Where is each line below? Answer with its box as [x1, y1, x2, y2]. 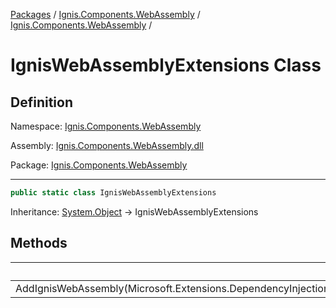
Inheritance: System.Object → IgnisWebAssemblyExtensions [10, 205, 259, 218]
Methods [10, 235, 68, 252]
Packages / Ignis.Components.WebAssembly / [10, 9, 201, 20]
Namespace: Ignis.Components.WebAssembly [10, 120, 202, 132]
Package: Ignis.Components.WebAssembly [10, 159, 188, 171]
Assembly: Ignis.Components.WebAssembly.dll [10, 140, 204, 151]
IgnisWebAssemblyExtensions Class [10, 54, 322, 77]
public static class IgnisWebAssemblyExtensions [10, 188, 217, 198]
